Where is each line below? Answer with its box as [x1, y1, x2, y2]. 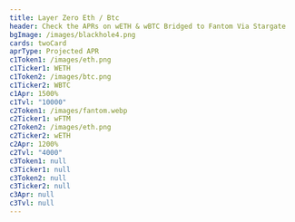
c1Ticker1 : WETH [9, 64, 71, 73]
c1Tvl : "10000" [9, 97, 67, 107]
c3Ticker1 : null [9, 165, 71, 174]
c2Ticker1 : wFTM [9, 114, 71, 123]
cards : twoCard [9, 38, 67, 48]
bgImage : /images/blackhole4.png [9, 30, 136, 39]
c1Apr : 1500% [9, 89, 59, 98]
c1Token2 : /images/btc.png [9, 72, 112, 82]
